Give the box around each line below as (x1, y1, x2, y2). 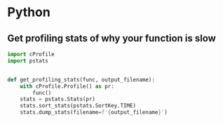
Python (7, 4, 50, 20)
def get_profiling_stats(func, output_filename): (7, 76, 156, 83)
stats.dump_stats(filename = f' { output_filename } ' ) (20, 109, 168, 116)
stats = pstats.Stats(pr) (20, 96, 96, 103)
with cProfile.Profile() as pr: (20, 82, 114, 90)
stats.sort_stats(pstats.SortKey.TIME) (20, 103, 137, 110)
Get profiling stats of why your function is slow (7, 32, 216, 44)
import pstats (7, 57, 49, 64)
